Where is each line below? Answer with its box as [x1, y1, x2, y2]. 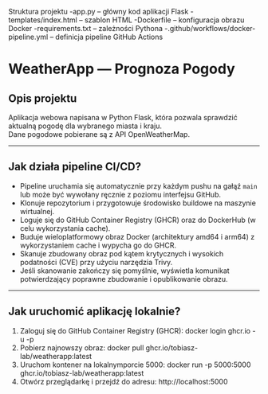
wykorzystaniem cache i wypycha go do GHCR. [19, 240, 177, 250]
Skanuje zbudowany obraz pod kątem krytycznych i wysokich [19, 248, 224, 258]
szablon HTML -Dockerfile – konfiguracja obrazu [84, 15, 245, 25]
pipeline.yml [8, 32, 49, 41]
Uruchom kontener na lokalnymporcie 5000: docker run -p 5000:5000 [19, 360, 251, 369]
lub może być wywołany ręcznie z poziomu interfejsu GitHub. [19, 189, 222, 199]
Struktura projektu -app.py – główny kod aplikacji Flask [8, 7, 189, 16]
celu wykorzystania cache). [19, 223, 111, 233]
